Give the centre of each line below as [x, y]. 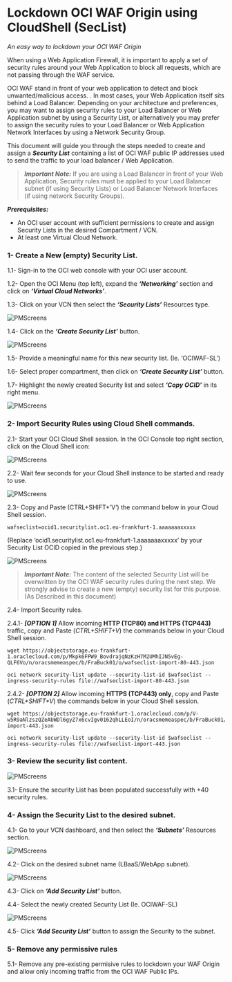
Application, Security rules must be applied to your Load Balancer [117, 181]
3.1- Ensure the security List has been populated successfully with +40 [108, 790]
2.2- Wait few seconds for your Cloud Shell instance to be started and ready [116, 473]
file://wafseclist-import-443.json [129, 744]
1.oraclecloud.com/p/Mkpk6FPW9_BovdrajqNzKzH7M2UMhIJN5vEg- [96, 656]
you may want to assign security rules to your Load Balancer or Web [104, 110]
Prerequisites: [28, 209]
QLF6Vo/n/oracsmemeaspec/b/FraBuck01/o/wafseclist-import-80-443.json [111, 662]
